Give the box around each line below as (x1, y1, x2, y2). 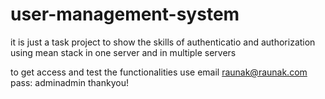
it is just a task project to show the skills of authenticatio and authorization (10, 36, 316, 48)
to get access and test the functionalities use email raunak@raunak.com (10, 66, 308, 78)
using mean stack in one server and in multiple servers (10, 46, 237, 58)
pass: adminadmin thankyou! (10, 76, 129, 88)
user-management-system (10, 3, 240, 26)
